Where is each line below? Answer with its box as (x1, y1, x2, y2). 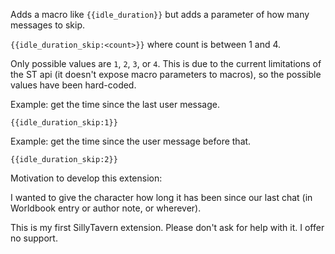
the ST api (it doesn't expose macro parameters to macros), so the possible (10, 69, 322, 80)
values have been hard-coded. (10, 79, 137, 91)
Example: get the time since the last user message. (10, 99, 220, 110)
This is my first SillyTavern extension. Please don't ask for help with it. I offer (10, 222, 325, 233)
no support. (10, 232, 58, 244)
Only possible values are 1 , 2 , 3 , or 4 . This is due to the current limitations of (10, 58, 322, 69)
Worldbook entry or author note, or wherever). (10, 202, 202, 214)
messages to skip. (10, 19, 85, 31)
